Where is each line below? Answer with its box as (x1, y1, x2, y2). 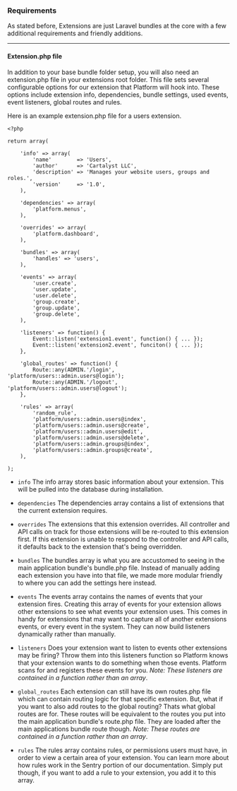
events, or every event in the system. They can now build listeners (17, 622, 210, 631)
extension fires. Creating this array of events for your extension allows (17, 600, 222, 608)
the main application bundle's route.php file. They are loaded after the (17, 717, 221, 725)
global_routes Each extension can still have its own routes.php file (17, 687, 212, 696)
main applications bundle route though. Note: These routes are (17, 725, 200, 733)
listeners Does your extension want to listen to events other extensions (17, 643, 228, 652)
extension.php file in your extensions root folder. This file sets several (7, 75, 209, 83)
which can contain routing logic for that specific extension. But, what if (17, 694, 224, 703)
